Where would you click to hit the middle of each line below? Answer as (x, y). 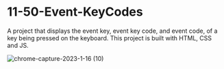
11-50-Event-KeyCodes (75, 12)
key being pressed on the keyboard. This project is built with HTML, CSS (110, 38)
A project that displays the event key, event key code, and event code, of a (112, 31)
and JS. (18, 45)
